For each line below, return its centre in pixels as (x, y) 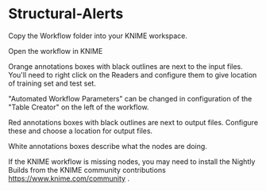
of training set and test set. (52, 83)
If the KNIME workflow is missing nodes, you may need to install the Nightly (132, 161)
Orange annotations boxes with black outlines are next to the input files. (126, 66)
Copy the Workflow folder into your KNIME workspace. (98, 36)
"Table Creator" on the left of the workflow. (79, 107)
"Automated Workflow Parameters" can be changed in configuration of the (130, 98)
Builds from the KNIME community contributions (87, 170)
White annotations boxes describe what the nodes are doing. (108, 146)
